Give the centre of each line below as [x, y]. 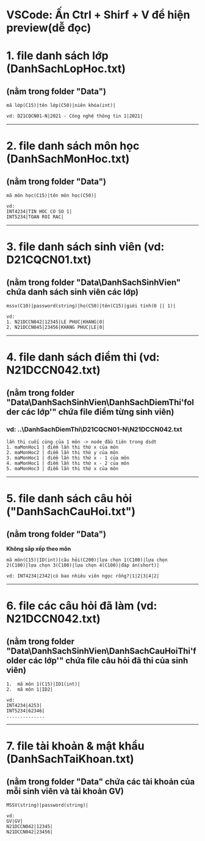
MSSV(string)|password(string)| [47, 806]
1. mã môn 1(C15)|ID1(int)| [43, 684]
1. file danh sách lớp [57, 56]
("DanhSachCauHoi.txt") [71, 512]
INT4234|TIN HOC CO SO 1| [39, 212]
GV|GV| [15, 821]
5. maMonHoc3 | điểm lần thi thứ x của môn [63, 469]
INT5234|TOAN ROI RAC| [35, 217]
